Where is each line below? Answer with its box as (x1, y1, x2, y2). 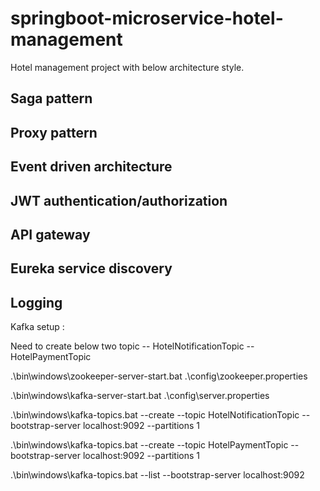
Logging (10, 294, 63, 311)
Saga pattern (10, 90, 93, 107)
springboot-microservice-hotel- (10, 7, 284, 30)
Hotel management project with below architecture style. (10, 61, 245, 73)
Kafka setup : (10, 321, 65, 333)
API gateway (10, 226, 91, 243)
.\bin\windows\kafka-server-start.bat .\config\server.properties (10, 390, 270, 402)
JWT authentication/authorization (10, 192, 228, 209)
